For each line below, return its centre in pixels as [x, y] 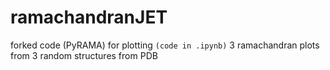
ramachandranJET [89, 17]
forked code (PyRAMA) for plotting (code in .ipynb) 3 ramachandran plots [165, 45]
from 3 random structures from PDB [84, 55]
